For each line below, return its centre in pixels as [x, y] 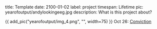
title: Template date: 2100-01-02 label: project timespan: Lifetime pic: [74, 7]
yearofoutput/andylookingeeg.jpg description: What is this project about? [78, 12]
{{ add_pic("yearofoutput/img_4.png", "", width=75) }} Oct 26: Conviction [78, 22]
